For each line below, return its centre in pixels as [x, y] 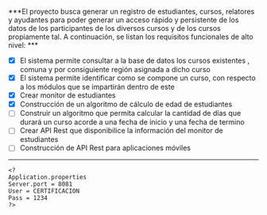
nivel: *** [23, 45]
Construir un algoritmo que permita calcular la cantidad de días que [130, 113]
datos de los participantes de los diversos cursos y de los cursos [114, 28]
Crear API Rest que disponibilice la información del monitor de [122, 131]
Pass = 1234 [28, 198]
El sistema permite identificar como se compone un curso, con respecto [137, 78]
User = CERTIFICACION [44, 191]
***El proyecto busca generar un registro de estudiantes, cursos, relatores [132, 12]
